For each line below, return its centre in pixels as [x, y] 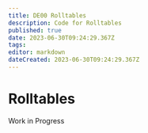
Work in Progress [36, 120]
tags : [17, 45]
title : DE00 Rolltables [47, 15]
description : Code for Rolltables [65, 23]
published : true [35, 30]
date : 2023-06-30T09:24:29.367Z [61, 38]
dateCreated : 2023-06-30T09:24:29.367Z [74, 60]
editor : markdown [37, 52]
